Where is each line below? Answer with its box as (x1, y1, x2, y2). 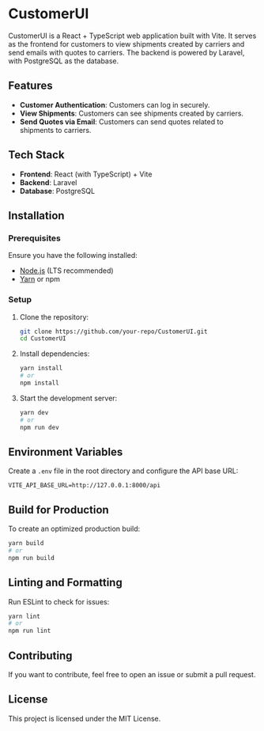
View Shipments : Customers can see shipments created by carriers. (19, 108, 243, 118)
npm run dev (19, 423, 59, 431)
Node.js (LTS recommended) (19, 266, 114, 275)
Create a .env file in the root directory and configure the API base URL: (8, 466, 239, 475)
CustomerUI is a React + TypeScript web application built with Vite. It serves (8, 31, 257, 40)
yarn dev (19, 408, 49, 416)
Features (8, 79, 53, 93)
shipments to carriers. (19, 125, 92, 134)
